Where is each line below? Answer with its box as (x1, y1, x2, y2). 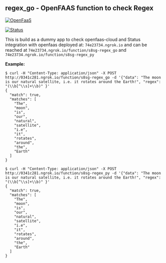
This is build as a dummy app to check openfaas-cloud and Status (5, 36, 141, 42)
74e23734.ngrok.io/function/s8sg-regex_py (5, 52, 94, 57)
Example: (5, 61, 25, 67)
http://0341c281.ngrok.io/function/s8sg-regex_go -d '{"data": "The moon (5, 75, 162, 80)
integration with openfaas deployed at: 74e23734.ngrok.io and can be (5, 42, 148, 48)
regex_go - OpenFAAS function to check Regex (5, 4, 154, 12)
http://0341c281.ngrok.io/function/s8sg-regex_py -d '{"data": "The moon (5, 171, 162, 175)
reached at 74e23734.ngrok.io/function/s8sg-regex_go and (5, 47, 127, 53)
